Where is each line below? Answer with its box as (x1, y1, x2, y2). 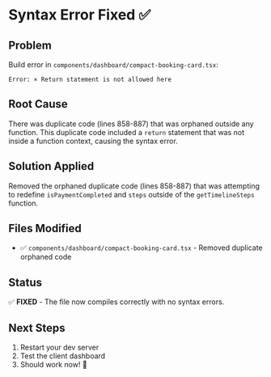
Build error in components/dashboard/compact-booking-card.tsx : (8, 60, 218, 70)
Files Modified (8, 222, 83, 235)
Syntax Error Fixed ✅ (8, 6, 151, 24)
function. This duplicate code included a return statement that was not (8, 127, 245, 137)
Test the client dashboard (19, 351, 106, 361)
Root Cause (8, 97, 69, 111)
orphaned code (19, 252, 72, 262)
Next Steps (8, 321, 66, 335)
